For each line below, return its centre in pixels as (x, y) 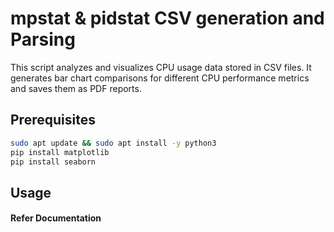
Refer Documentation (56, 218)
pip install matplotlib (60, 152)
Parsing (43, 39)
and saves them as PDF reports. (76, 88)
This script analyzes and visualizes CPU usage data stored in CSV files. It (161, 67)
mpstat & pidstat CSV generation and (167, 18)
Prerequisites (53, 120)
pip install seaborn (53, 162)
